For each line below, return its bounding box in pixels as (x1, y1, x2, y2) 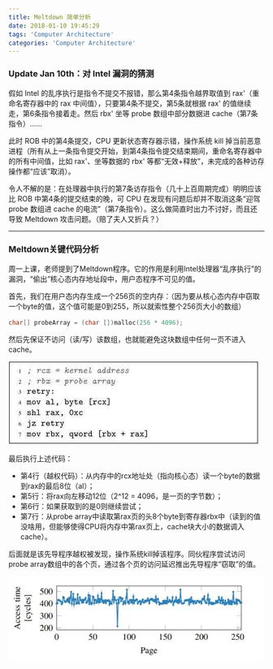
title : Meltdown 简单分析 (8, 13, 92, 21)
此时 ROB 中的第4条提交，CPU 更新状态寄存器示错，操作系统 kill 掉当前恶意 (8, 136, 262, 145)
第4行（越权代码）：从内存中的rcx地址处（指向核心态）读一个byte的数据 (19, 471, 261, 481)
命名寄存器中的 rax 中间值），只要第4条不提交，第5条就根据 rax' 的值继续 (8, 98, 252, 108)
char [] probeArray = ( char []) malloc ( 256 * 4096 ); (8, 318, 184, 326)
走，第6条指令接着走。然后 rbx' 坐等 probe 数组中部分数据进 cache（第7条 (8, 108, 258, 118)
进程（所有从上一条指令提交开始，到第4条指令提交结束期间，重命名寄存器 (8, 146, 256, 156)
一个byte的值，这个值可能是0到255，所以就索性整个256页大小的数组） (8, 301, 246, 311)
